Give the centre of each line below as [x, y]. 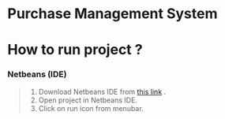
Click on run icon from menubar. [91, 108]
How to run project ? [75, 50]
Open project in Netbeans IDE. [88, 100]
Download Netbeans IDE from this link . [102, 91]
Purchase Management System [112, 14]
